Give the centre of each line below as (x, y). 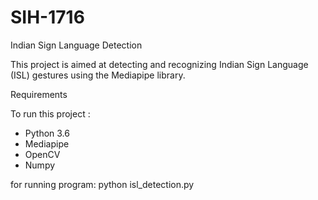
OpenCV (42, 154)
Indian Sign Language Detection (76, 45)
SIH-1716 (47, 17)
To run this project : (50, 113)
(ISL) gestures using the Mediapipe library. (98, 75)
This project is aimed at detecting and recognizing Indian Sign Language (159, 64)
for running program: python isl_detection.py (102, 184)
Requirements (39, 94)
